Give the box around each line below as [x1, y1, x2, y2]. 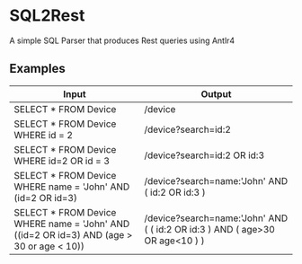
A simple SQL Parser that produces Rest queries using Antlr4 [9, 35, 235, 46]
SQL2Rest [9, 5, 85, 26]
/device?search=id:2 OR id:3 [143, 149, 265, 162]
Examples [9, 61, 66, 76]
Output [200, 87, 232, 100]
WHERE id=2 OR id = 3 [13, 154, 111, 167]
